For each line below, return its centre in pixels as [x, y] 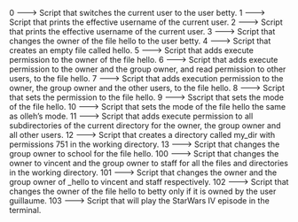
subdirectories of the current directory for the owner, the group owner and [145, 126]
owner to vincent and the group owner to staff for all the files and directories [149, 163]
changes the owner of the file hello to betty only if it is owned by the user [143, 191]
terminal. [25, 210]
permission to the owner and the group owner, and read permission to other [148, 69]
